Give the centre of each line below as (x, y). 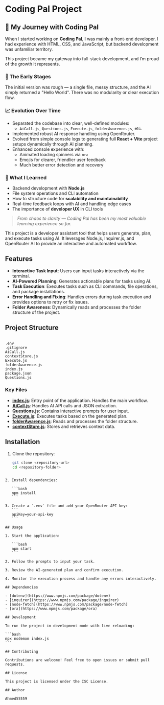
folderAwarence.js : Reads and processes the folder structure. (75, 421)
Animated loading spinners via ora (54, 154)
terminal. (21, 276)
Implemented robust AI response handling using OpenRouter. (74, 134)
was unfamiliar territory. (29, 49)
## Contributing (22, 652)
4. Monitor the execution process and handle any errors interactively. (81, 579)
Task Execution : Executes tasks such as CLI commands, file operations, (85, 286)
